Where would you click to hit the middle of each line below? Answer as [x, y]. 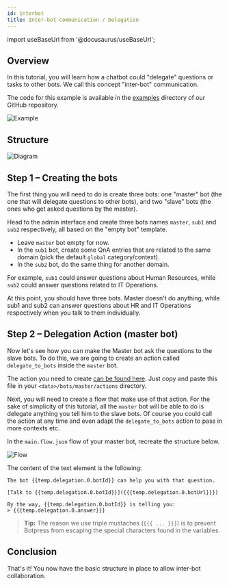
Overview [28, 61]
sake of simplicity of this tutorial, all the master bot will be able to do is [106, 406]
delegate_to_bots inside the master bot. [63, 365]
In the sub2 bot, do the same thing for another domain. [93, 264]
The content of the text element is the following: [75, 468]
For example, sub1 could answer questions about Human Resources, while [111, 277]
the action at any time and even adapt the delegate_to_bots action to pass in [115, 421]
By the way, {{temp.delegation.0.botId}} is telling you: [91, 504]
